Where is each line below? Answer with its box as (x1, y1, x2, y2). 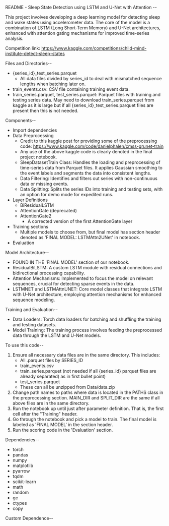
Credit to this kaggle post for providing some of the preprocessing (20, 138, 157, 144)
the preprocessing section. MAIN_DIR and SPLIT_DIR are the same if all (12, 395, 160, 400)
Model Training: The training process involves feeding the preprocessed (12, 327, 162, 333)
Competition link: (5, 45, 40, 51)
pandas (12, 452, 29, 458)
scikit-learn (12, 479, 36, 485)
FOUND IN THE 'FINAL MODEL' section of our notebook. (12, 259, 130, 265)
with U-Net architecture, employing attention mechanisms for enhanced (12, 291, 162, 297)
